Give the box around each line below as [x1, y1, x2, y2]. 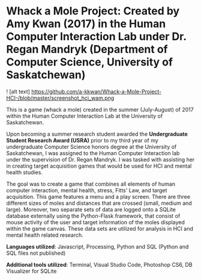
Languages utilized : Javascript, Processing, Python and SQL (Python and [6, 243, 189, 250]
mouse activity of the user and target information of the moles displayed [6, 218, 185, 226]
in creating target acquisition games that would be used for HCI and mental [6, 162, 192, 169]
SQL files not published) [6, 249, 66, 257]
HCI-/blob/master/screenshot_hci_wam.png [6, 94, 115, 102]
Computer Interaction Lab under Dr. [6, 30, 187, 43]
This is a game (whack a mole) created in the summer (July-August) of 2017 [6, 106, 194, 113]
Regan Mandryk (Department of [6, 43, 168, 56]
